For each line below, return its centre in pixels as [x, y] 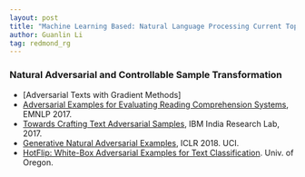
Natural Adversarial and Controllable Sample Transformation [146, 75]
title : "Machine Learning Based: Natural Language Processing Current [146, 26]
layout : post [34, 18]
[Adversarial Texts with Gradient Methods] [102, 94]
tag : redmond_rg [40, 43]
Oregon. [38, 162]
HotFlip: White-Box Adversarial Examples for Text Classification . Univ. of [158, 152]
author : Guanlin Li [46, 34]
